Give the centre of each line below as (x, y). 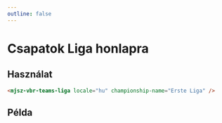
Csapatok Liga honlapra (78, 48)
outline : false (30, 14)
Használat (30, 75)
